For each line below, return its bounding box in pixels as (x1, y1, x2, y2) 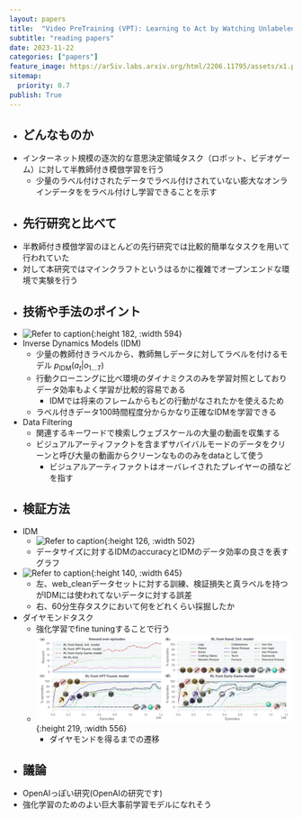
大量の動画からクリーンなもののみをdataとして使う (75, 450, 264, 460)
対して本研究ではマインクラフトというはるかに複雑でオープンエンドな (22, 264, 282, 275)
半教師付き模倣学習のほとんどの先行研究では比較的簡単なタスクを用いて (22, 241, 290, 252)
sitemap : (9, 72, 42, 81)
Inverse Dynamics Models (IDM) (22, 338, 142, 349)
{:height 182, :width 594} (90, 329, 182, 340)
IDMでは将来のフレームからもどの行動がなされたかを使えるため (49, 395, 285, 405)
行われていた (22, 252, 70, 263)
